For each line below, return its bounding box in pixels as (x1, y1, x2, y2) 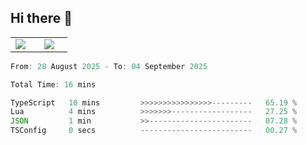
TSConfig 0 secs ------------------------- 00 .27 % (10, 126, 298, 136)
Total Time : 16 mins (10, 79, 97, 90)
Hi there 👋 (10, 10, 73, 27)
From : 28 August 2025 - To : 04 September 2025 (10, 61, 208, 71)
